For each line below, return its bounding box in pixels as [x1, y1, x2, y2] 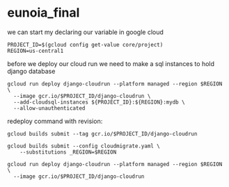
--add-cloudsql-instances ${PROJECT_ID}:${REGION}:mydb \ [13, 99, 186, 106]
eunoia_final [7, 5, 80, 21]
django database [7, 67, 56, 75]
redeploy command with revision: [7, 117, 103, 125]
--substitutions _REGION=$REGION [19, 148, 117, 156]
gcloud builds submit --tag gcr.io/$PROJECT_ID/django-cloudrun [7, 130, 198, 137]
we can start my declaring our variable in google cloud [7, 28, 164, 36]
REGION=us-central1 [7, 47, 64, 54]
